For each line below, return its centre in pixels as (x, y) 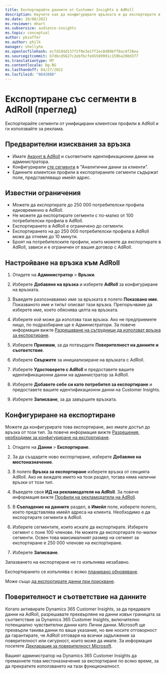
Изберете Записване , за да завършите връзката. (65, 399)
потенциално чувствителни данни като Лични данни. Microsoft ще (75, 625)
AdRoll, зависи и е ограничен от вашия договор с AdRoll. (72, 247)
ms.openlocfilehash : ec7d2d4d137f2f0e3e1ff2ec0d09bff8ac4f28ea (72, 51)
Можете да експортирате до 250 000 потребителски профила (78, 205)
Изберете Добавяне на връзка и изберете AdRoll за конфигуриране (85, 284)
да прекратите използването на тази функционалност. (63, 666)
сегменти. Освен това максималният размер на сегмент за (76, 538)
